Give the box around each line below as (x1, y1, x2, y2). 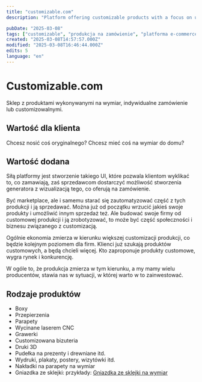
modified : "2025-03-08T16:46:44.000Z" (6, 42, 103, 48)
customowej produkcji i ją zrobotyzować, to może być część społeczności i (6, 216, 192, 224)
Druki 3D (14, 343, 37, 351)
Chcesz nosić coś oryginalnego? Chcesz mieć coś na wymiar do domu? (6, 139, 185, 146)
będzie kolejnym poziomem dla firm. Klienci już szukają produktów (6, 240, 171, 248)
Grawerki (14, 331, 38, 338)
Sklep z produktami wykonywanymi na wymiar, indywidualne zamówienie (6, 99, 188, 106)
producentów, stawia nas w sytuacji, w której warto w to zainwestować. (6, 272, 183, 279)
